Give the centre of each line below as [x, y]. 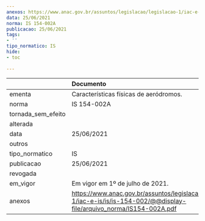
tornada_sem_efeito [38, 114]
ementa [20, 94]
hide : [13, 52]
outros [19, 143]
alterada [21, 124]
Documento [89, 84]
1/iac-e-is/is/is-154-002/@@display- [129, 201]
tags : [13, 35]
